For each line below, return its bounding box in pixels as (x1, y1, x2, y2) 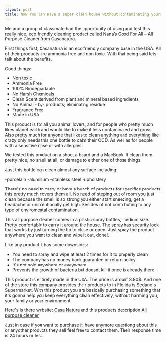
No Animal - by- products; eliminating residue (12, 101, 105, 107)
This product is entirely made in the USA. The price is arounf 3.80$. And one (5, 276, 161, 282)
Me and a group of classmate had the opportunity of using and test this (5, 25, 150, 31)
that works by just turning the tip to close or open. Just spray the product (5, 227, 154, 232)
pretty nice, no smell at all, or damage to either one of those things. (5, 157, 142, 163)
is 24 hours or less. (5, 332, 44, 338)
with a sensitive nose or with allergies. (5, 142, 83, 148)
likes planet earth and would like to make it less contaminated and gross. (5, 126, 153, 132)
